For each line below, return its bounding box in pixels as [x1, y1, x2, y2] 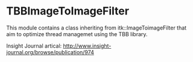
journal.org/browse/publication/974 [6, 48, 95, 55]
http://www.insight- [63, 42, 112, 49]
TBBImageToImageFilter [6, 4, 130, 18]
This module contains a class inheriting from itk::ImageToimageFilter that [6, 24, 187, 31]
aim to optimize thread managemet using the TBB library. [6, 30, 148, 37]
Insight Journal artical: [6, 42, 62, 49]
